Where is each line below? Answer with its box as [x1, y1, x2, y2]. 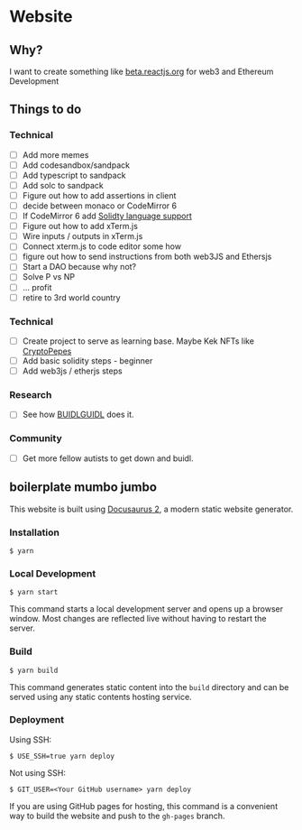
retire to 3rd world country [22, 291, 121, 303]
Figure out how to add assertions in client [22, 189, 177, 200]
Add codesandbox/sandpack [22, 160, 131, 171]
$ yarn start [9, 588, 59, 597]
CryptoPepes [22, 346, 72, 356]
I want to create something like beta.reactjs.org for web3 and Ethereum [9, 66, 274, 77]
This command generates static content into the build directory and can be [9, 681, 289, 692]
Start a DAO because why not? [22, 262, 137, 272]
